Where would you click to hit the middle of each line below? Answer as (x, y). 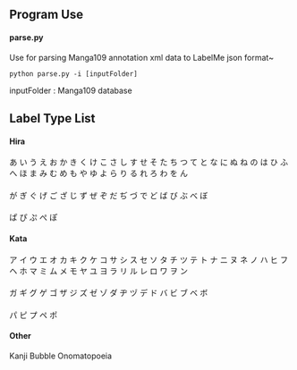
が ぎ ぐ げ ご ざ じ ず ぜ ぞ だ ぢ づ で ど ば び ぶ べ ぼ (109, 195)
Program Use (47, 15)
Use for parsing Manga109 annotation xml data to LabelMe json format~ (142, 57)
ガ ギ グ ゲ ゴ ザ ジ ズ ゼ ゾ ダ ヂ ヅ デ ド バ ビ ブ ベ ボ (109, 293)
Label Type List (52, 118)
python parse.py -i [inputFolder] (74, 74)
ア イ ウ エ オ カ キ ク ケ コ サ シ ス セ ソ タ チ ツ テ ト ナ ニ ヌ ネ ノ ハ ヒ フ (149, 259)
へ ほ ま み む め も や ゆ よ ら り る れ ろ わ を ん (98, 173)
